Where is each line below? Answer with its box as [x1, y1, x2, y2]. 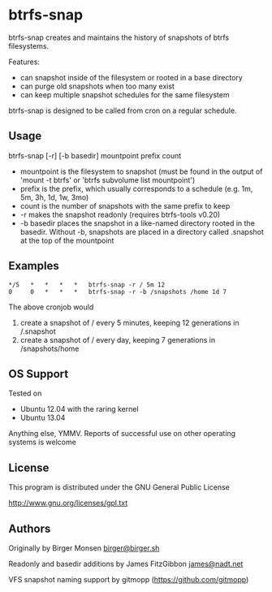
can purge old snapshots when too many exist [19, 81, 175, 91]
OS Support [8, 367, 69, 381]
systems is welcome [8, 437, 77, 447]
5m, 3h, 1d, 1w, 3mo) [19, 192, 89, 202]
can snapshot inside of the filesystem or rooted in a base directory [19, 72, 244, 82]
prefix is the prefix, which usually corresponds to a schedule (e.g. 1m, [19, 184, 253, 193]
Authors [8, 521, 51, 535]
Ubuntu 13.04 [19, 413, 66, 423]
